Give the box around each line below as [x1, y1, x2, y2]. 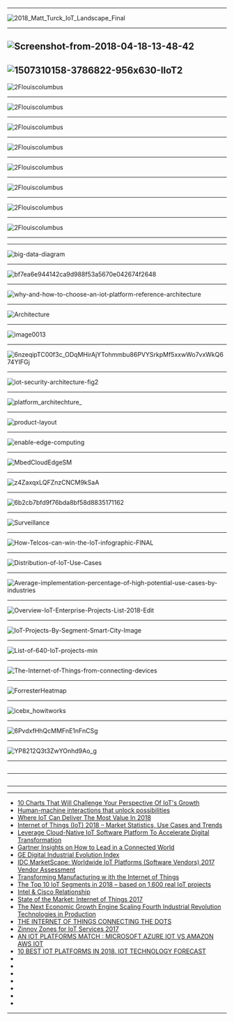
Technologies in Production [17, 910, 96, 918]
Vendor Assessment [17, 865, 76, 874]
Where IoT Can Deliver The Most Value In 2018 [17, 814, 152, 822]
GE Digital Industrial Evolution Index [17, 851, 120, 859]
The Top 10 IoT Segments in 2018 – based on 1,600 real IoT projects [17, 881, 211, 889]
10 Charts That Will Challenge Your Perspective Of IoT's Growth [17, 799, 200, 807]
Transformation [17, 836, 62, 844]
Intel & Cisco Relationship [17, 888, 91, 896]
